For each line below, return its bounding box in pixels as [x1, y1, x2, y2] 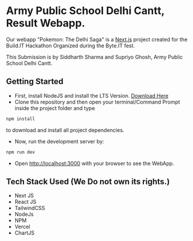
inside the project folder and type [14, 104, 95, 112]
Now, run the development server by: [14, 137, 104, 144]
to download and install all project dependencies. [6, 126, 125, 133]
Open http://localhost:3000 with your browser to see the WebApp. [14, 160, 174, 167]
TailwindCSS [14, 205, 46, 212]
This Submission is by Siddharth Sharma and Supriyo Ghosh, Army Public [6, 53, 183, 60]
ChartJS [14, 229, 35, 236]
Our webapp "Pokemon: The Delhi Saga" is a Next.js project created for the [6, 36, 188, 43]
